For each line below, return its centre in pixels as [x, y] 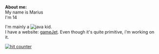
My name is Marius [24, 12]
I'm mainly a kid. [29, 27]
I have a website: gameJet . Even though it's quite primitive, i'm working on [80, 32]
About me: [16, 7]
